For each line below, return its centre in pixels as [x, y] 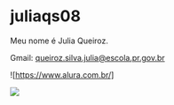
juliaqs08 [45, 16]
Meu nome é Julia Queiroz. [59, 41]
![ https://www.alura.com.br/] [62, 75]
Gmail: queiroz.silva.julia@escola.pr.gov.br [87, 57]
